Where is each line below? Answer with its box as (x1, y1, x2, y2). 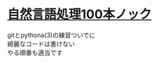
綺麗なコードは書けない (7, 39, 75, 48)
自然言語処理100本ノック (7, 6, 152, 22)
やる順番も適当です (7, 48, 63, 57)
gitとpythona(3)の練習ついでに (7, 31, 96, 39)
